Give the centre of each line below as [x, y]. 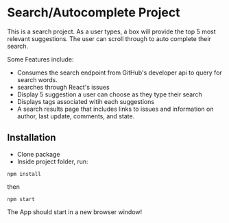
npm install [24, 174]
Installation [32, 138]
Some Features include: [40, 59]
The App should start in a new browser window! [75, 212]
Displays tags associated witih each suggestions [86, 101]
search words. [37, 79]
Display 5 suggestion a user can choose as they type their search [109, 94]
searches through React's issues [63, 87]
